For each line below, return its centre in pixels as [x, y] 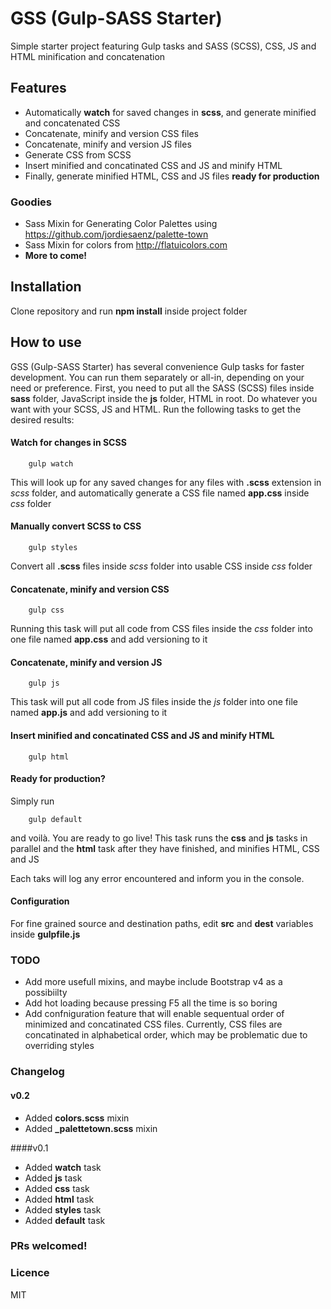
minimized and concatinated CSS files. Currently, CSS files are [153, 1024]
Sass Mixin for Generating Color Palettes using [121, 224]
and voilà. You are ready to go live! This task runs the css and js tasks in [159, 838]
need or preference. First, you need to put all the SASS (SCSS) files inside [162, 388]
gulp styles [53, 548]
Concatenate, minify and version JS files [108, 144]
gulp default [55, 819]
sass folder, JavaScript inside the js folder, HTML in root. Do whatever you [164, 398]
